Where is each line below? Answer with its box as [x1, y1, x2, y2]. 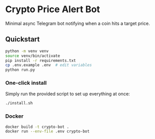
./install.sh [5, 100, 33, 106]
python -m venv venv [5, 48, 49, 54]
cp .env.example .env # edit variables [5, 62, 92, 68]
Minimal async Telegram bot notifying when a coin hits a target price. [5, 20, 150, 26]
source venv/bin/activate [5, 53, 60, 58]
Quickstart [5, 35, 40, 44]
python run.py [5, 67, 36, 73]
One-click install [5, 80, 47, 87]
